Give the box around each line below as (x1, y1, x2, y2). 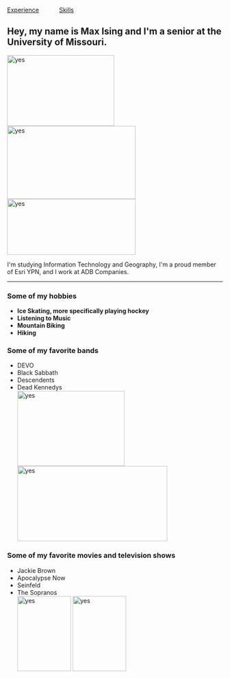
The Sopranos (16, 588, 57, 596)
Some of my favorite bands (7, 346, 99, 356)
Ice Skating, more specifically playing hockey (16, 307, 149, 315)
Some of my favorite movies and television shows (7, 551, 176, 561)
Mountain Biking (16, 321, 65, 330)
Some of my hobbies (7, 291, 77, 301)
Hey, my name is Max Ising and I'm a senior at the (7, 25, 222, 37)
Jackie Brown (16, 566, 56, 574)
